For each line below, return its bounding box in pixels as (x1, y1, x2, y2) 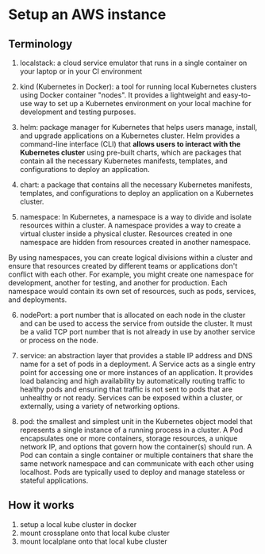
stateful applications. (19, 476, 89, 485)
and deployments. (8, 295, 67, 304)
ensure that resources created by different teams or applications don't (8, 262, 238, 270)
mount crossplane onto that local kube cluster (19, 528, 171, 537)
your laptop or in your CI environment (19, 67, 143, 76)
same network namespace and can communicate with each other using (19, 459, 254, 468)
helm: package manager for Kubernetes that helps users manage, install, (19, 123, 258, 132)
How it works (8, 499, 75, 512)
